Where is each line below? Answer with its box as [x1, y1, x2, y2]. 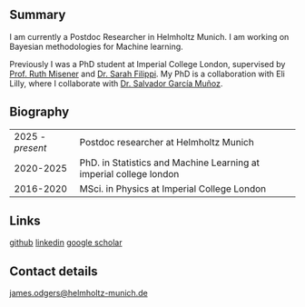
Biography [9, 104, 70, 120]
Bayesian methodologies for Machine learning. [9, 41, 183, 52]
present [14, 141, 47, 153]
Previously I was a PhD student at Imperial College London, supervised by [9, 58, 286, 69]
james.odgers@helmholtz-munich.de [9, 288, 148, 299]
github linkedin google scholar [9, 237, 123, 248]
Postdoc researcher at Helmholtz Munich [79, 135, 254, 148]
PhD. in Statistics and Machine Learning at [79, 156, 261, 169]
